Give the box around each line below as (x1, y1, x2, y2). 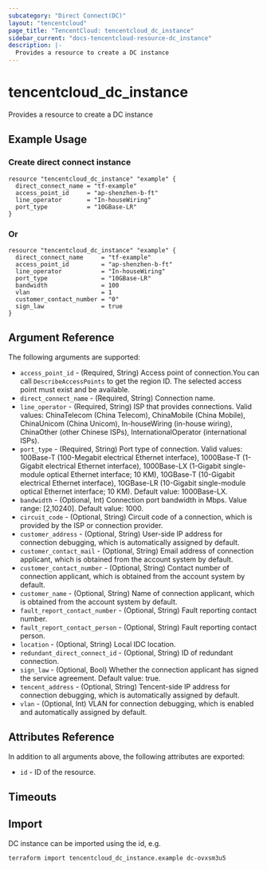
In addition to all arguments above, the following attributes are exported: (8, 752, 245, 761)
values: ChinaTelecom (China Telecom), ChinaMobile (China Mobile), (19, 410, 245, 419)
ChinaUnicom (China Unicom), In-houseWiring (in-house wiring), (19, 419, 233, 428)
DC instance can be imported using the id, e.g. (8, 838, 161, 848)
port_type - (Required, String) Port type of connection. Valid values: (19, 444, 243, 454)
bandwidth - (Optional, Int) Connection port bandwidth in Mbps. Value (19, 495, 247, 504)
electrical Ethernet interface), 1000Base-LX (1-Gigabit (45, 461, 222, 471)
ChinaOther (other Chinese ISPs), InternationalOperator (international (19, 427, 247, 436)
